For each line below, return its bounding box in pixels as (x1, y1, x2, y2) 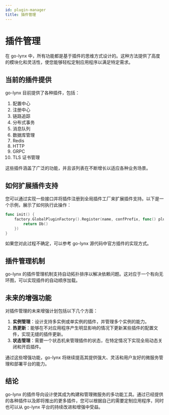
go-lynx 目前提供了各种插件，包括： (5, 90, 80, 96)
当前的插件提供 (5, 75, 52, 84)
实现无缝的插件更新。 (21, 331, 66, 337)
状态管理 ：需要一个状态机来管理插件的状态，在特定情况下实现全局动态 (12, 337, 158, 343)
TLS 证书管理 (12, 154, 40, 160)
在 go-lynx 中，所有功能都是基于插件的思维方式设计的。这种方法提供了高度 (5, 53, 160, 59)
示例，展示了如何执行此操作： (9, 202, 71, 208)
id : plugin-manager (5, 7, 46, 13)
